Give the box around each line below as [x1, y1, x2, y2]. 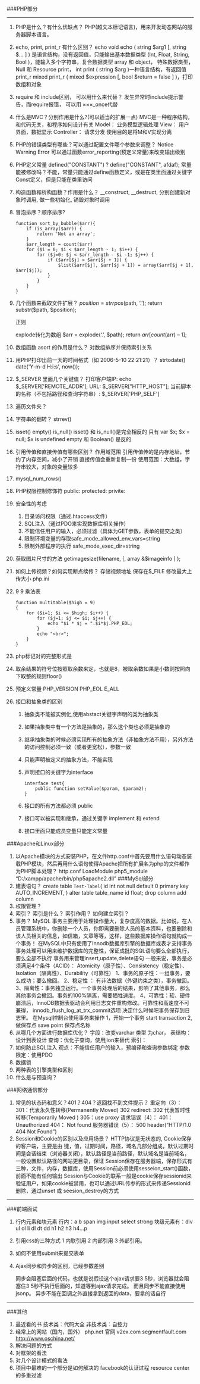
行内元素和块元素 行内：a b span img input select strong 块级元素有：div [15, 1218, 193, 1225]
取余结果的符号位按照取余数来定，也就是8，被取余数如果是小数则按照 [15, 666, 186, 672]
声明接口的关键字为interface [24, 768, 94, 776]
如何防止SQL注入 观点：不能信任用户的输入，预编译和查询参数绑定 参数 [15, 1044, 191, 1051]
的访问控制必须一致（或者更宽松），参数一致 [24, 743, 131, 750]
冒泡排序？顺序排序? [15, 209, 65, 215]
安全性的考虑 [15, 500, 47, 507]
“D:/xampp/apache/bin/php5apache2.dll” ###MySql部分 [15, 875, 154, 882]
